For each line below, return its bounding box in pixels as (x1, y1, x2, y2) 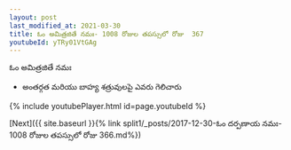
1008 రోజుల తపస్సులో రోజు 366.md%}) (9, 130, 142, 140)
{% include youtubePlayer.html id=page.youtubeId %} (9, 101, 207, 112)
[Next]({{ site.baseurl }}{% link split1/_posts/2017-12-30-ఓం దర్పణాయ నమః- (9, 118, 282, 129)
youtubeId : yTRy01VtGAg (9, 37, 98, 47)
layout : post (9, 12, 58, 22)
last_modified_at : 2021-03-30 (9, 21, 122, 30)
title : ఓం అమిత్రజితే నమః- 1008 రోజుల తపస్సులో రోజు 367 (9, 29, 204, 38)
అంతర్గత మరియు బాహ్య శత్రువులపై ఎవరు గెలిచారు (21, 82, 182, 92)
